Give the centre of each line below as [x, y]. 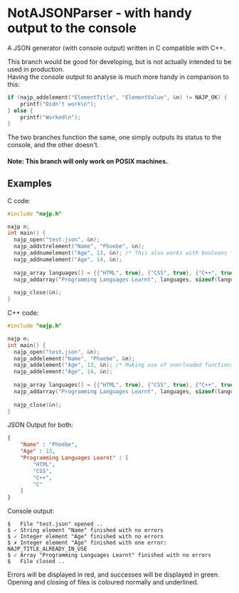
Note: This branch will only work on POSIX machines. [88, 161]
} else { [20, 111]
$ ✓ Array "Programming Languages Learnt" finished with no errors [110, 555]
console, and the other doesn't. [53, 145]
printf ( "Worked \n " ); [51, 117]
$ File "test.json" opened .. [55, 524]
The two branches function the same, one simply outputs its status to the [115, 137]
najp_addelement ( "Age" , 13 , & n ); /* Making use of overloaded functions [124, 365]
